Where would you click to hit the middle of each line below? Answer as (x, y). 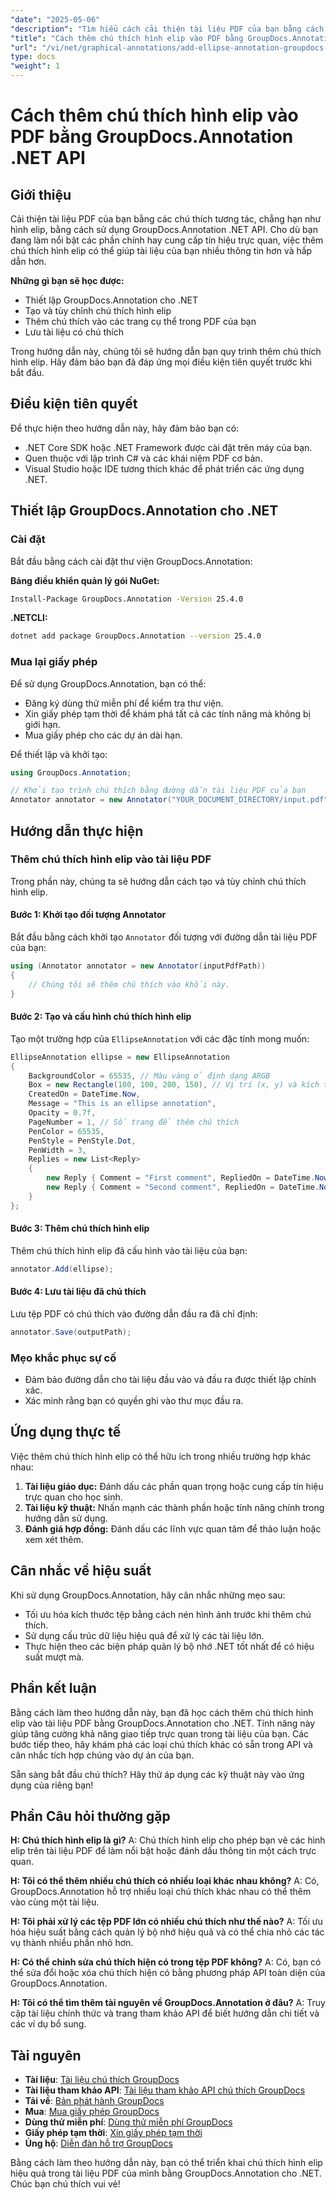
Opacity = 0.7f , (62, 1113)
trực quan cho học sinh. (73, 1497)
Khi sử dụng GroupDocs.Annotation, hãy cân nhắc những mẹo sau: (148, 1595)
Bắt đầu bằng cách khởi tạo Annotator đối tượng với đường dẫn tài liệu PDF (164, 937)
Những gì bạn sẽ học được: (67, 280)
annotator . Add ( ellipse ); (62, 1269)
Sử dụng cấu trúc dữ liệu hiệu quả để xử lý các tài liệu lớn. (144, 1635)
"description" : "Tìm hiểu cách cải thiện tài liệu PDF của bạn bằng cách (167, 29)
